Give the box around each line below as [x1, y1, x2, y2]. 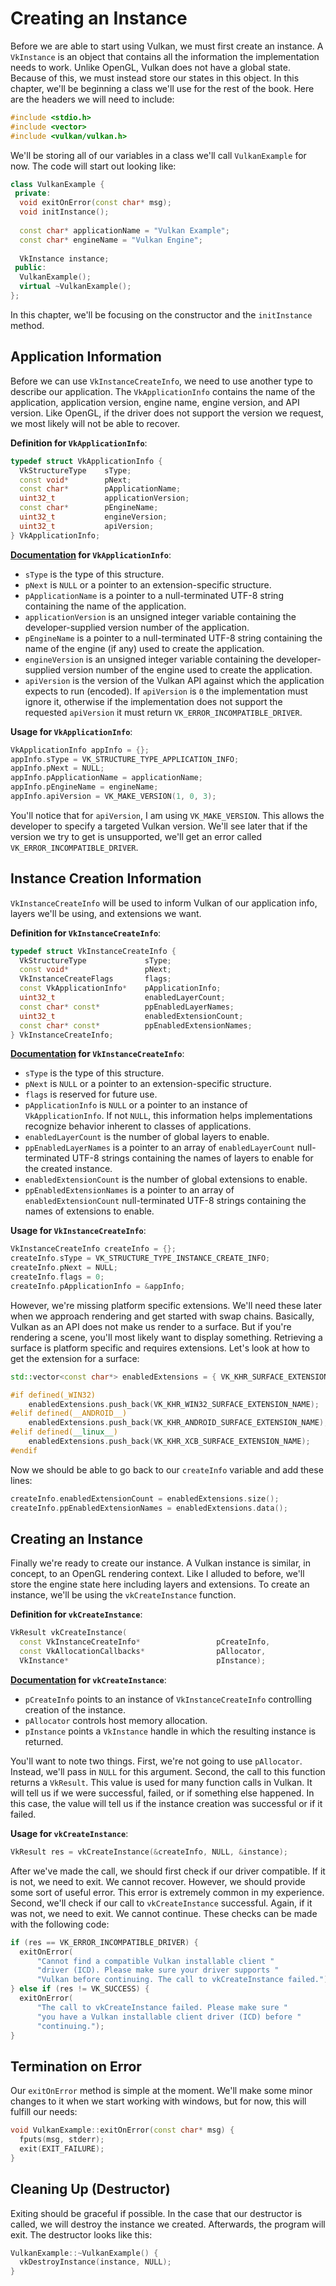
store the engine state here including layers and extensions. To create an [10, 1578, 310, 1591]
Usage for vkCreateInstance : [10, 1827, 129, 1839]
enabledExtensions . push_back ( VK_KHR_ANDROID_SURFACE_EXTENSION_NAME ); [28, 1418, 329, 1428]
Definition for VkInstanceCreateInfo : [10, 927, 162, 939]
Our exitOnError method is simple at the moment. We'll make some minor [10, 2085, 313, 2097]
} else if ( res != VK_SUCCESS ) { [10, 1984, 150, 1994]
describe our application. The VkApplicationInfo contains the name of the [10, 385, 316, 397]
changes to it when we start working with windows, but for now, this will [10, 2095, 307, 2107]
